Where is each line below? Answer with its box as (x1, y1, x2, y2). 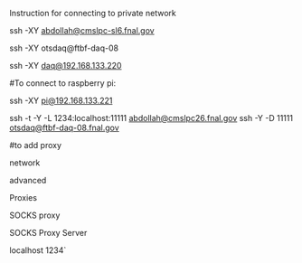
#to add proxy (9, 140, 61, 150)
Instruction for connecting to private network (9, 8, 176, 18)
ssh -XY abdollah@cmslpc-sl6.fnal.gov (9, 25, 156, 35)
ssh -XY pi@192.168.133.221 (9, 95, 113, 106)
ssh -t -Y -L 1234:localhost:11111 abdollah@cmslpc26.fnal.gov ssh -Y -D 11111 (9, 113, 294, 123)
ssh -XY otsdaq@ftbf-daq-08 (9, 42, 119, 53)
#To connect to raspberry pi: (9, 78, 117, 89)
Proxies (9, 193, 38, 202)
